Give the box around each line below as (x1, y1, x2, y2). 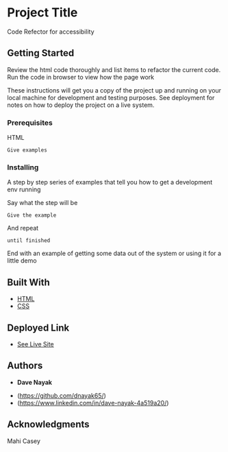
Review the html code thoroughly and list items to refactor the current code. (7, 65, 221, 73)
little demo (7, 257, 37, 265)
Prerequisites (7, 118, 53, 128)
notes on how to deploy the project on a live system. (7, 101, 155, 109)
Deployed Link (7, 322, 70, 333)
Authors (7, 360, 43, 372)
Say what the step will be (7, 199, 78, 207)
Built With (7, 276, 50, 288)
